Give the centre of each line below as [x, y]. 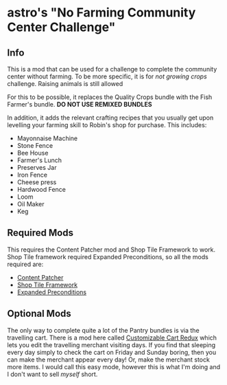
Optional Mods [39, 314]
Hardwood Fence [41, 189]
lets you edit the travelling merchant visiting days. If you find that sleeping [111, 344]
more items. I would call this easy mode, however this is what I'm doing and [114, 366]
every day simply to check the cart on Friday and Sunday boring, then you [112, 352]
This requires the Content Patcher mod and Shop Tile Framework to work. [111, 250]
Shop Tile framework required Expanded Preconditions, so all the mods [108, 256]
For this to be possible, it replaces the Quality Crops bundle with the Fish [110, 97]
